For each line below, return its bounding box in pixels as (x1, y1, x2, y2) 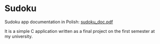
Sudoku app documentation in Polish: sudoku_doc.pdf (4, 19, 113, 25)
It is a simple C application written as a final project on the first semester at (4, 28, 155, 34)
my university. (4, 33, 33, 39)
